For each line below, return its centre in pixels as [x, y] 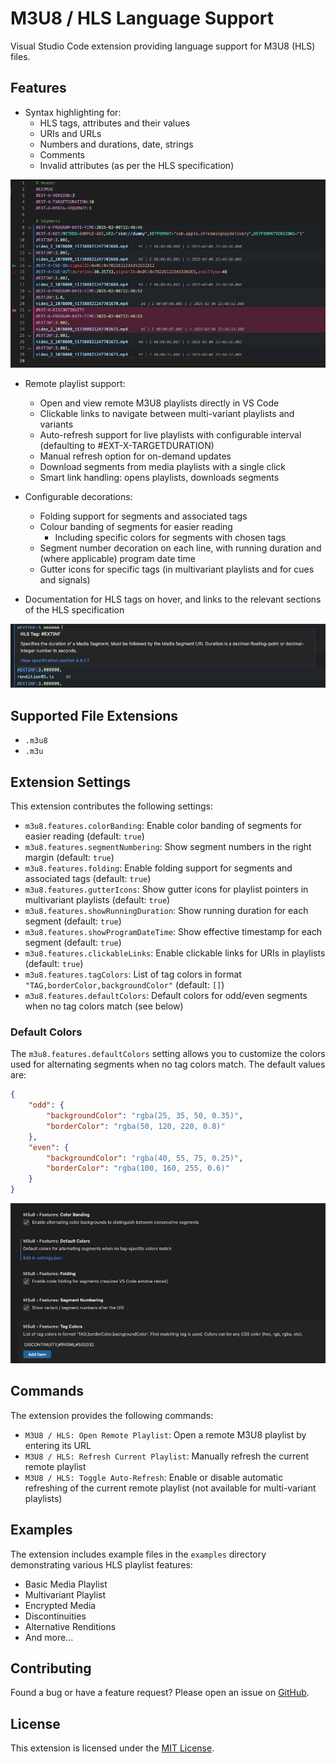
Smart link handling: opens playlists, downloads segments [159, 477]
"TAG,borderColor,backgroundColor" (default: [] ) [124, 985]
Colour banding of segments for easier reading [136, 526]
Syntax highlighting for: [73, 112]
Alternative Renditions [70, 1626]
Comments [62, 154]
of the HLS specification [74, 609]
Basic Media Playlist [66, 1584]
